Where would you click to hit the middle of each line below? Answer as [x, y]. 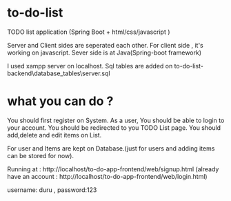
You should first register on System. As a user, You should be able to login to [116, 120]
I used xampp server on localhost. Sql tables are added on [90, 66]
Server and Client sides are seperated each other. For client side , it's [105, 45]
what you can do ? [60, 101]
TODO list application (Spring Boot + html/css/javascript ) [89, 32]
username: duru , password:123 [52, 190]
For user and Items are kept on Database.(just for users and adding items [111, 148]
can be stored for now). [41, 155]
